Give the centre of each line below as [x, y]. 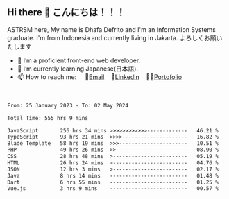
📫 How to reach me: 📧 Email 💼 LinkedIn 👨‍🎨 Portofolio [100, 77]
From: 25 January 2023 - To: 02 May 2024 [68, 105]
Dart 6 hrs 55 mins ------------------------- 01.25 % [113, 182]
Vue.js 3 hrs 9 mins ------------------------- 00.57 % [113, 189]
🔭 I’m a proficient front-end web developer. [79, 60]
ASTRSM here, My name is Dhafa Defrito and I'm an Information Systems [112, 29]
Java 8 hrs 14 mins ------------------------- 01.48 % [113, 175]
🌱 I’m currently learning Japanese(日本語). [78, 69]
